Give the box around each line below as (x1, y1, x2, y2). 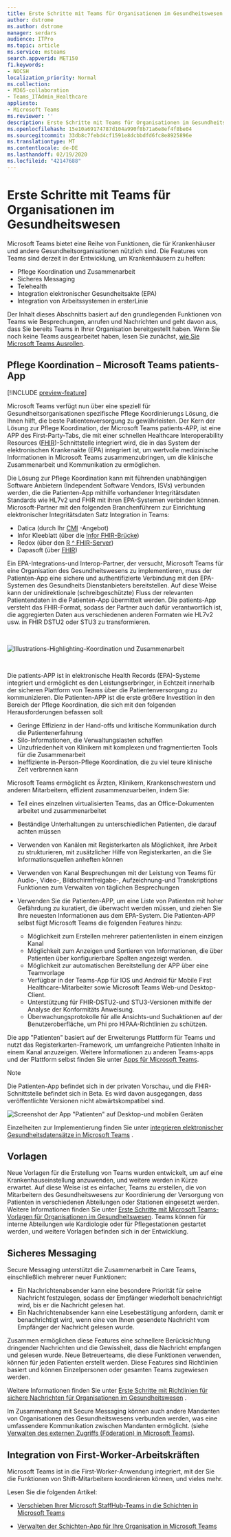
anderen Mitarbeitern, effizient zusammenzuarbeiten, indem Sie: (7, 785, 190, 794)
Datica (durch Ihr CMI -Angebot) (16, 523, 109, 532)
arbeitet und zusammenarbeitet (16, 806, 107, 814)
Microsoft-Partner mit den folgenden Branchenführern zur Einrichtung (7, 503, 206, 511)
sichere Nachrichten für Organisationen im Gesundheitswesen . (7, 1394, 187, 1402)
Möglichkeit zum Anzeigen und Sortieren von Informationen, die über (27, 946, 223, 955)
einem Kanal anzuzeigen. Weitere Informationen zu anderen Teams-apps (7, 1047, 214, 1056)
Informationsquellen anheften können (16, 855, 124, 863)
